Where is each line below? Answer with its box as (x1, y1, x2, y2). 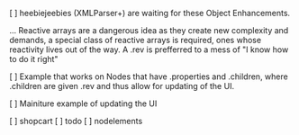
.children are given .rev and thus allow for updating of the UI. (9, 81, 235, 91)
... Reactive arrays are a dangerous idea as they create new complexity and (9, 25, 289, 35)
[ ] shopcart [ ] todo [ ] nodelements (9, 116, 143, 126)
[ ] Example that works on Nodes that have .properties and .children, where (9, 71, 288, 82)
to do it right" (9, 54, 59, 64)
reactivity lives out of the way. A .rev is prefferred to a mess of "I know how (9, 44, 289, 55)
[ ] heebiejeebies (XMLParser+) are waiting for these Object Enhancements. (9, 8, 291, 18)
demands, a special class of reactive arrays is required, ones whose (9, 35, 262, 45)
